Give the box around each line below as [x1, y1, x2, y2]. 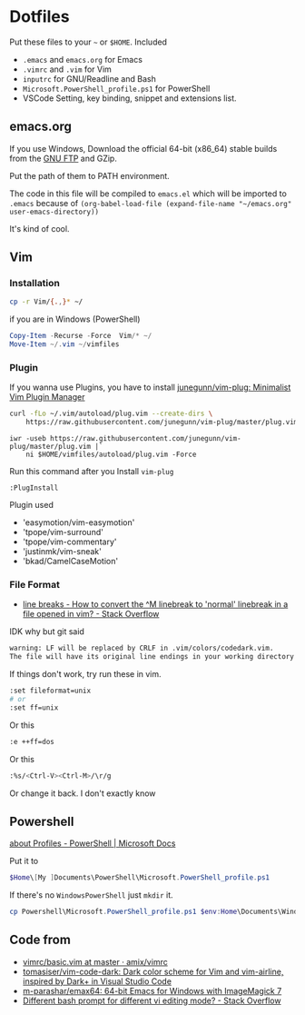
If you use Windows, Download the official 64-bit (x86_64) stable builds [9, 143, 278, 154]
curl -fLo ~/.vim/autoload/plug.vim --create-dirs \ [9, 409, 213, 419]
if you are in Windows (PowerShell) [9, 313, 141, 324]
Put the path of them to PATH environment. [9, 170, 170, 181]
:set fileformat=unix [9, 686, 92, 696]
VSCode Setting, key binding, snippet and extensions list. [22, 93, 238, 104]
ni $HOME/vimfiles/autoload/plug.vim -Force [25, 450, 197, 460]
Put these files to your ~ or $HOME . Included [9, 36, 168, 47]
